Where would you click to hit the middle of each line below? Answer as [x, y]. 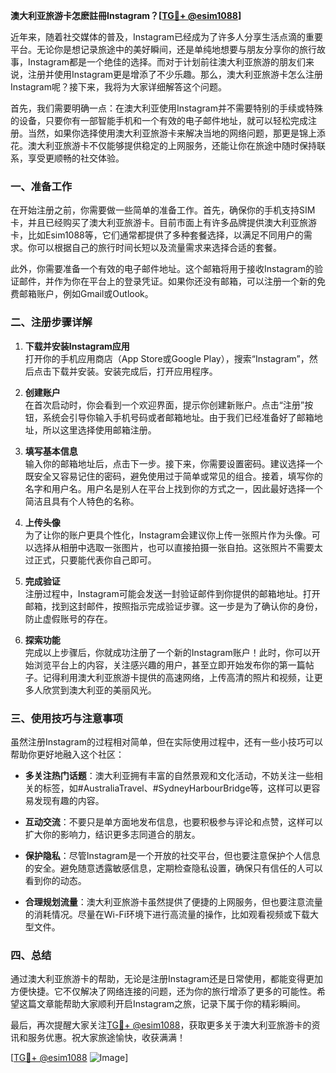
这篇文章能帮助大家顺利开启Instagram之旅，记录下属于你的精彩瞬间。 [162, 1004]
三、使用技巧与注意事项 [66, 718]
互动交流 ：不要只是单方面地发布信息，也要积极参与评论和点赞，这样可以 [173, 821]
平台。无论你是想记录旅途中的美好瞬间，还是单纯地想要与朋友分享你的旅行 [163, 49]
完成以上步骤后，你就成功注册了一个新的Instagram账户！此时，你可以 [168, 652]
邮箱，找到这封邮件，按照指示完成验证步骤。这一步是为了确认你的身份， [173, 606]
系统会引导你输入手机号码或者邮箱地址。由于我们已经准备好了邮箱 [178, 417]
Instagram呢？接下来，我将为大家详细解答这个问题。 [118, 87]
